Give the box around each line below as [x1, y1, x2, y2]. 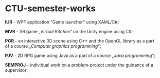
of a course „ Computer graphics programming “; [5, 43, 101, 49]
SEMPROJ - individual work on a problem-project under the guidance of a [5, 62, 154, 68]
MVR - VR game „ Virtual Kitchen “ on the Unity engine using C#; [5, 28, 133, 34]
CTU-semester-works [5, 3, 96, 14]
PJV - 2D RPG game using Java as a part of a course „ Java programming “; [5, 52, 156, 58]
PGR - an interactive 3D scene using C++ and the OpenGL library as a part [5, 38, 155, 44]
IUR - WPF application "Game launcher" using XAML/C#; [5, 19, 119, 25]
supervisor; [5, 67, 28, 73]
